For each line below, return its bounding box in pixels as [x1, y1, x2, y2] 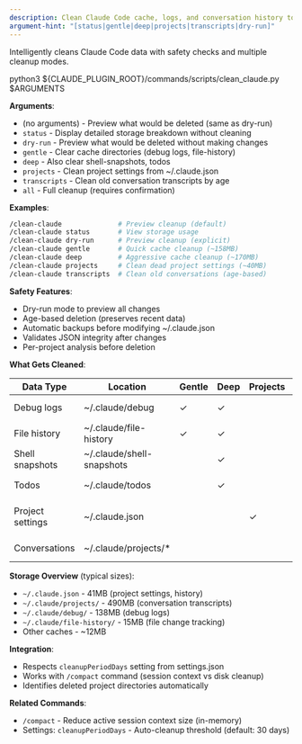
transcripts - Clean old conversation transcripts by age [22, 175, 230, 185]
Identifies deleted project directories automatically [22, 680, 209, 691]
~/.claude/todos [84, 479, 151, 491]
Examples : [9, 202, 49, 212]
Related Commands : [9, 697, 87, 708]
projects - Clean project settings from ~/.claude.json [22, 166, 219, 176]
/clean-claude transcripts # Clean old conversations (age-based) [9, 269, 268, 279]
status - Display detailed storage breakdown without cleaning [22, 127, 252, 138]
